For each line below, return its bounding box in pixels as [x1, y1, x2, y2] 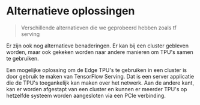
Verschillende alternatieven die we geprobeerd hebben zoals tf [20, 24, 177, 31]
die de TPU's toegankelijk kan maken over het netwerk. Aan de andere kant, [6, 79, 194, 86]
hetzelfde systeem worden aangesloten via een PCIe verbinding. [6, 92, 166, 99]
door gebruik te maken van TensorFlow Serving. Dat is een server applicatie [6, 73, 194, 80]
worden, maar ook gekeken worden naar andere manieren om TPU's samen [6, 48, 193, 55]
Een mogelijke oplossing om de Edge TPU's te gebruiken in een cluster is [6, 66, 187, 73]
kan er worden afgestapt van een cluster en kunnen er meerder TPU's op [6, 85, 187, 92]
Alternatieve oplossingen [6, 4, 135, 18]
